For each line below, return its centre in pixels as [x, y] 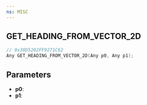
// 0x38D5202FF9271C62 [35, 50]
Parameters [29, 75]
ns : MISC [17, 12]
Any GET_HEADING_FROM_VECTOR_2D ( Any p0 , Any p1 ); [70, 56]
